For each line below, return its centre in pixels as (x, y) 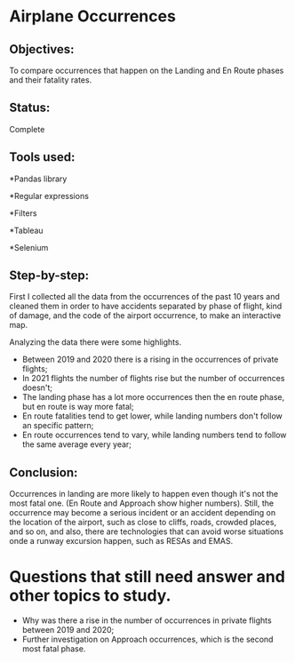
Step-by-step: (49, 276)
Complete (27, 129)
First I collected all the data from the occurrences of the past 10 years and (144, 297)
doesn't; (37, 387)
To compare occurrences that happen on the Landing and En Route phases (147, 70)
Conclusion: (44, 472)
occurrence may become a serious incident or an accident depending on (143, 513)
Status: (30, 108)
